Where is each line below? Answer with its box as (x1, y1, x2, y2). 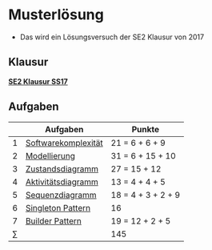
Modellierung (25, 150, 76, 161)
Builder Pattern (25, 215, 82, 226)
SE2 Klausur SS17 (8, 76, 68, 86)
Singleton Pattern (25, 202, 90, 213)
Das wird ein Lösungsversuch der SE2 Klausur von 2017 (19, 32, 205, 42)
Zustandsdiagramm (25, 163, 98, 174)
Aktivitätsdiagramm (25, 176, 98, 187)
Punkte (131, 123, 160, 135)
